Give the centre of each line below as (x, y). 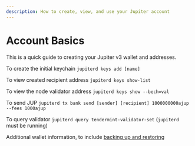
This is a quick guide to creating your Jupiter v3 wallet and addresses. (91, 57)
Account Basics (45, 40)
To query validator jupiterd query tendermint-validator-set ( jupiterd (93, 119)
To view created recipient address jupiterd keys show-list (79, 79)
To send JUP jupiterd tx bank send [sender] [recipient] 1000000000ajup (97, 102)
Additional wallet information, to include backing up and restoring (85, 137)
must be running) (27, 125)
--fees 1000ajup (26, 108)
